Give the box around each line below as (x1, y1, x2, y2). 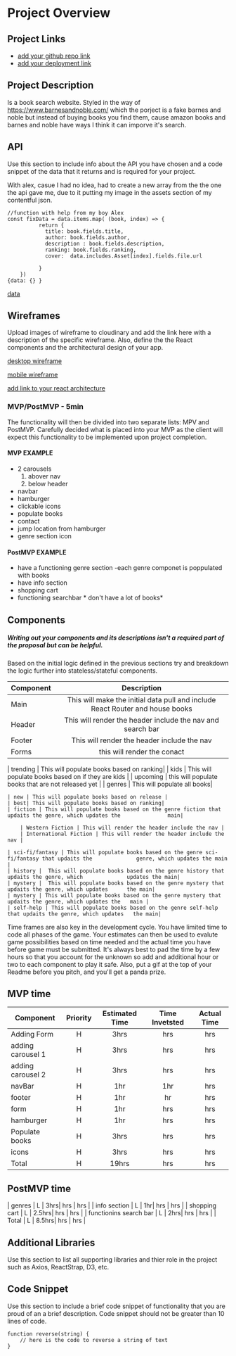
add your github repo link (17, 51, 91, 60)
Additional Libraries (7, 1236, 96, 1248)
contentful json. (7, 196, 53, 204)
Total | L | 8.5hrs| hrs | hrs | (7, 1216, 86, 1225)
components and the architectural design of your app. (7, 343, 164, 352)
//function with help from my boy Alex (7, 209, 124, 216)
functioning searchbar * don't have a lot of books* (17, 593, 164, 602)
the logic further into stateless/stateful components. (7, 666, 158, 675)
